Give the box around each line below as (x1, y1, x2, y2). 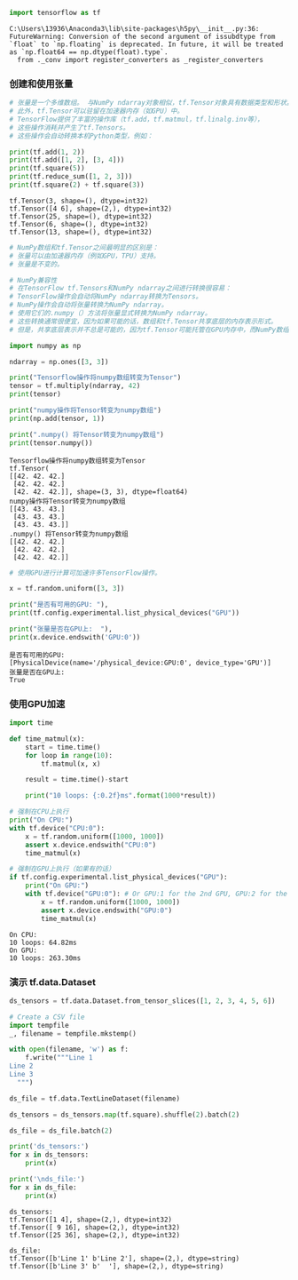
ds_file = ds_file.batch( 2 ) (9, 1126, 114, 1135)
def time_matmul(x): (9, 734, 86, 743)
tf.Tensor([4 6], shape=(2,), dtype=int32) (9, 204, 173, 213)
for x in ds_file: (9, 1182, 77, 1192)
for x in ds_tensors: (9, 1150, 90, 1159)
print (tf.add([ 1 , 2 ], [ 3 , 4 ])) (9, 155, 125, 164)
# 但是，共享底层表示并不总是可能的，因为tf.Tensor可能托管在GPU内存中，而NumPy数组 (9, 325, 290, 334)
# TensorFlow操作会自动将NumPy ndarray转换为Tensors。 (9, 292, 202, 301)
